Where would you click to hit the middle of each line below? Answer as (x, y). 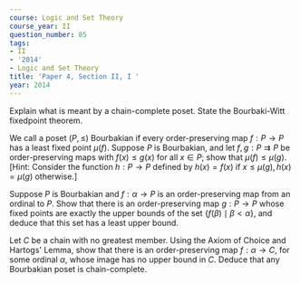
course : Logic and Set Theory (67, 18)
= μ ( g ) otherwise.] (44, 176)
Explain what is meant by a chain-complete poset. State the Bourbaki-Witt (147, 110)
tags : (19, 43)
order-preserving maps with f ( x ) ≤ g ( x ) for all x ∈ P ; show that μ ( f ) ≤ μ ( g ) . (148, 157)
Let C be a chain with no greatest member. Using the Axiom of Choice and (148, 240)
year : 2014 (30, 85)
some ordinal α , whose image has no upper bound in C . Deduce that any (145, 259)
